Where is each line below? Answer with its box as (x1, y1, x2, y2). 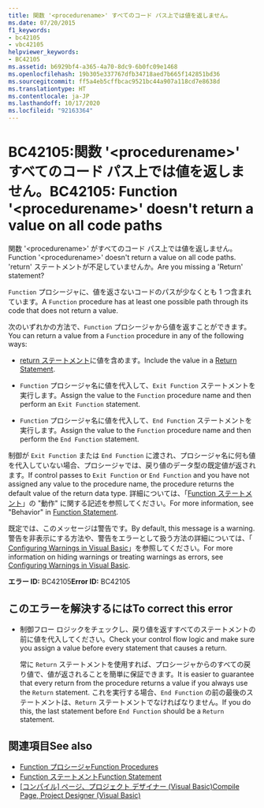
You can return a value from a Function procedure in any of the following (8, 330, 244, 340)
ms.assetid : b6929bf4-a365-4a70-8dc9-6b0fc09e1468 (8, 63, 178, 71)
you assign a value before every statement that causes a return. (19, 643, 227, 653)
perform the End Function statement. (19, 434, 139, 444)
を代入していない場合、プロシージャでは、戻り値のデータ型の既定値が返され (8, 460, 256, 470)
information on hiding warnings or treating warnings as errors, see (8, 552, 224, 561)
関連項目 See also (8, 739, 93, 753)
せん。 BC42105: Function (8, 183, 178, 201)
